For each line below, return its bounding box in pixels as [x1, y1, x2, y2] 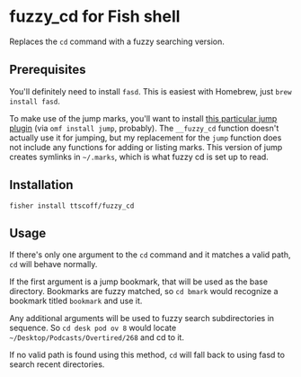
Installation [9, 177, 74, 193]
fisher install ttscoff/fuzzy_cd [9, 201, 135, 211]
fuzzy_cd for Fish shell [9, 6, 181, 27]
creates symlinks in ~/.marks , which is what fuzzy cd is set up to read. [9, 151, 270, 162]
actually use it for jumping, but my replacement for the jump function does [9, 132, 282, 143]
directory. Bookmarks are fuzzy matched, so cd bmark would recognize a [9, 286, 279, 297]
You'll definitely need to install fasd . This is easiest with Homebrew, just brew [9, 85, 292, 96]
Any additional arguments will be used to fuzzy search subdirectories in [9, 313, 275, 324]
